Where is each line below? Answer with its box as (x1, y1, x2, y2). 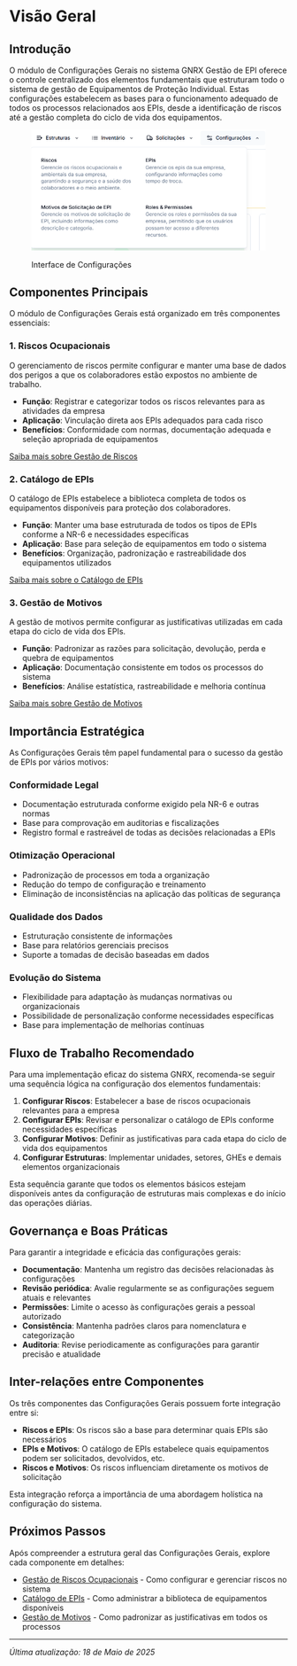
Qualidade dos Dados (9, 910, 103, 923)
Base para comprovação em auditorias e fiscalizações (21, 818, 219, 829)
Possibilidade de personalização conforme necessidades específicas (21, 1010, 274, 1021)
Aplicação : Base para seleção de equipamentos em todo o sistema (21, 539, 267, 549)
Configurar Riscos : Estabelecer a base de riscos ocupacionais (21, 1096, 251, 1107)
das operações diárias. (9, 1198, 93, 1209)
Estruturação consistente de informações (21, 930, 173, 941)
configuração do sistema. (9, 1498, 103, 1508)
